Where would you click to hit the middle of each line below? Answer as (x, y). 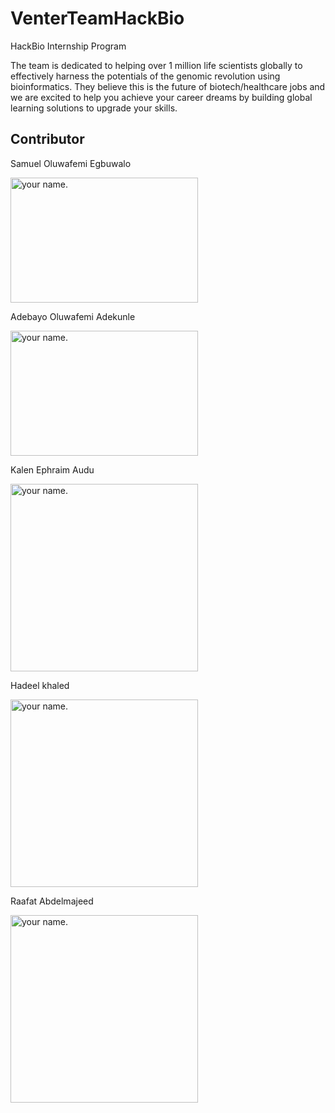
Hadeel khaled (40, 685)
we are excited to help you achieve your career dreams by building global (161, 97)
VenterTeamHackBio (97, 18)
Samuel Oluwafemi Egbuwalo (71, 163)
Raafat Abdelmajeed (52, 901)
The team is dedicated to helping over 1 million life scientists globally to (156, 65)
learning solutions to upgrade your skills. (94, 108)
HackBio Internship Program (68, 46)
